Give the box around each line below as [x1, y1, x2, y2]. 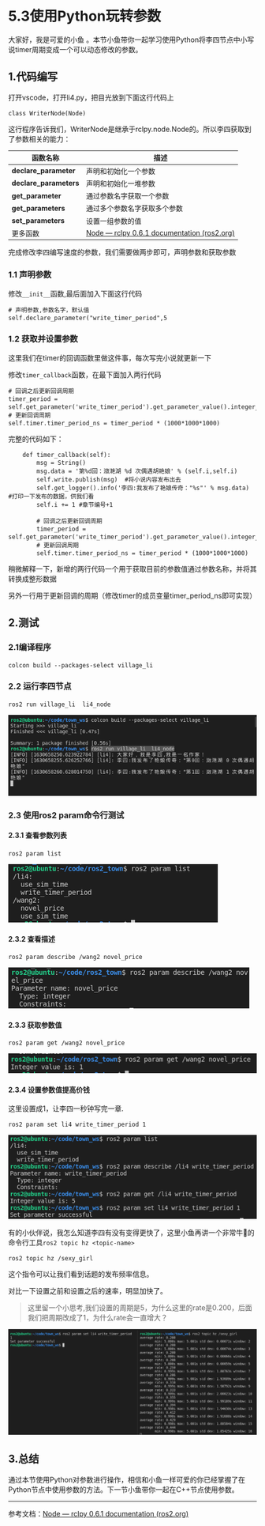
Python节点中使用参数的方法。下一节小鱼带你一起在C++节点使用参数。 [8, 1484, 239, 1494]
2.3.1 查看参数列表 [8, 831, 67, 840]
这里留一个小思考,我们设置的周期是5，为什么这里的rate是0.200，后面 [27, 1302, 252, 1313]
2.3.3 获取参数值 [8, 1020, 62, 1029]
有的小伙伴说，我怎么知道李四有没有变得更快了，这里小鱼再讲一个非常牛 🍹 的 [8, 1227, 255, 1237]
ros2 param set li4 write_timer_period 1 [8, 1120, 147, 1129]
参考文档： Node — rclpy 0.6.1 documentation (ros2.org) [8, 1509, 189, 1518]
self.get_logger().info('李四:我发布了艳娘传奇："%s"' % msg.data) [36, 484, 250, 492]
